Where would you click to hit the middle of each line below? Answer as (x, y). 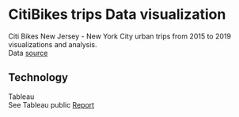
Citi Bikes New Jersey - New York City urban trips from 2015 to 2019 (120, 36)
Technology (38, 77)
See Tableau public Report (51, 104)
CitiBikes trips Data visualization (117, 15)
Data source (28, 53)
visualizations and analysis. (53, 44)
